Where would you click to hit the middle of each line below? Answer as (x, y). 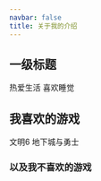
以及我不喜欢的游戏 (50, 168)
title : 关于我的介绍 (43, 26)
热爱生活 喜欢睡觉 (42, 88)
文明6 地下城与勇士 (44, 142)
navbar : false (36, 17)
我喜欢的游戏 (45, 119)
